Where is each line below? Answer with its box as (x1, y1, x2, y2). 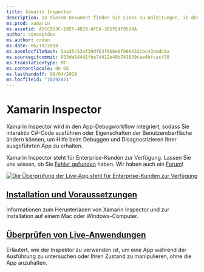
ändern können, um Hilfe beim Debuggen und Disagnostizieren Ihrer (6, 136, 177, 143)
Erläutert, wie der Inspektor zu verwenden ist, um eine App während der (6, 246, 187, 253)
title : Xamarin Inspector (6, 8, 72, 15)
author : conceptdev (6, 32, 56, 38)
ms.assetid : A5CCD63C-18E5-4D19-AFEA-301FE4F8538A (6, 25, 137, 32)
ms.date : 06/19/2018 (6, 43, 59, 49)
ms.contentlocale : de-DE (6, 65, 69, 72)
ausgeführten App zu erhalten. (6, 142, 83, 149)
